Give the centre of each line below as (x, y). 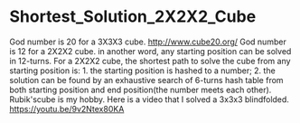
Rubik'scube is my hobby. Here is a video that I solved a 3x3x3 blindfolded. (149, 99)
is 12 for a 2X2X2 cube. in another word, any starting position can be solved (150, 51)
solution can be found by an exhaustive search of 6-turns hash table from (146, 80)
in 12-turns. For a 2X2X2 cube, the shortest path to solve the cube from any (150, 61)
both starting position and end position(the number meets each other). (141, 90)
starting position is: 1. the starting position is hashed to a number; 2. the (142, 71)
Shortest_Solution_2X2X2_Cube (133, 17)
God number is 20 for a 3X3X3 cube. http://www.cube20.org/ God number (148, 42)
